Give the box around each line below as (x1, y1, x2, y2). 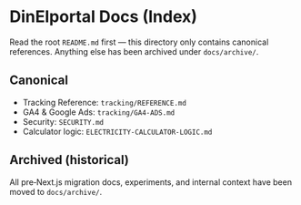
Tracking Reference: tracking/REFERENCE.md (22, 97, 186, 108)
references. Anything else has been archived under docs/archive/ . (9, 46, 259, 56)
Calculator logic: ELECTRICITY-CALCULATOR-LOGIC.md (22, 126, 213, 137)
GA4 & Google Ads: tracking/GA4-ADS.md (22, 107, 176, 118)
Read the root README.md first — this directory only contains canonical (9, 36, 269, 47)
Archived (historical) (9, 152, 130, 168)
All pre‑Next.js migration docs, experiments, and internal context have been (9, 176, 293, 188)
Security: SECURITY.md (22, 116, 105, 127)
